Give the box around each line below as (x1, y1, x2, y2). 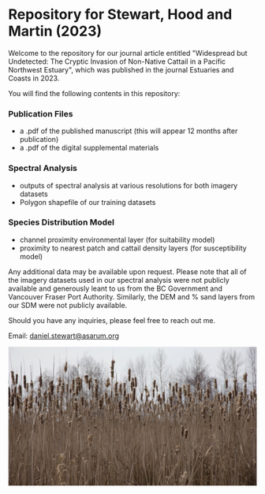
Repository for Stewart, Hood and (8, 6, 233, 24)
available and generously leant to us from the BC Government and (8, 284, 223, 293)
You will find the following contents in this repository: (8, 88, 181, 98)
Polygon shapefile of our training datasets (19, 197, 156, 206)
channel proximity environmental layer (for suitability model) (19, 235, 215, 244)
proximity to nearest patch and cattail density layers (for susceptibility (19, 243, 247, 253)
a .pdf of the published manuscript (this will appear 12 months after (19, 126, 238, 136)
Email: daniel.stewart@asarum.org (8, 331, 120, 340)
